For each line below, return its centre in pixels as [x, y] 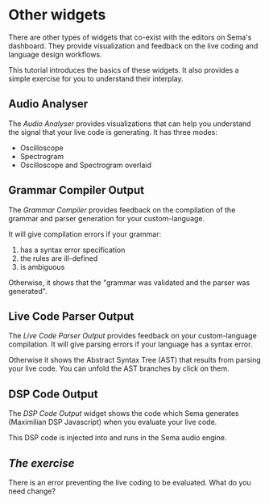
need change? [32, 491]
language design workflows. [55, 54]
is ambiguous [42, 267]
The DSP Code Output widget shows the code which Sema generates [124, 414]
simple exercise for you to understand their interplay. [96, 78]
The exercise [41, 463]
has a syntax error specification [72, 250]
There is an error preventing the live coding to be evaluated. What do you [130, 483]
